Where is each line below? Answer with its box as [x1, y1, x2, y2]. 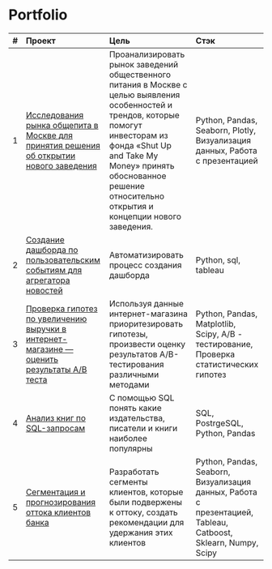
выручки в [25, 323, 67, 334]
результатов [108, 349, 158, 360]
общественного [108, 69, 172, 80]
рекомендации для [108, 516, 185, 528]
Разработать [108, 466, 159, 477]
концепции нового [108, 211, 182, 222]
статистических [195, 358, 259, 370]
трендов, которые [108, 109, 180, 121]
